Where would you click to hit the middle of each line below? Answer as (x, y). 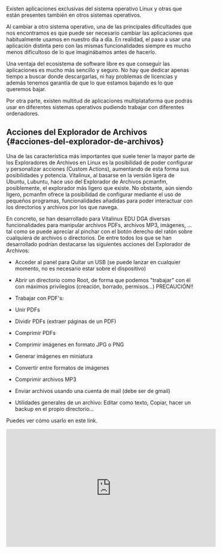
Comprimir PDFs (35, 333)
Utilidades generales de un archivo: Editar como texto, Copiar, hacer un (103, 402)
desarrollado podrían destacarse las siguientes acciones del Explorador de (98, 244)
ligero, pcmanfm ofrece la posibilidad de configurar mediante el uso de (94, 194)
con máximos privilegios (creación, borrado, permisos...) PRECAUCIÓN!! (104, 286)
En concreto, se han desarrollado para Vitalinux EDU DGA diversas (88, 219)
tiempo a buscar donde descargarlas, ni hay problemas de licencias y (92, 76)
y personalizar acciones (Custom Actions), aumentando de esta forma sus (98, 169)
